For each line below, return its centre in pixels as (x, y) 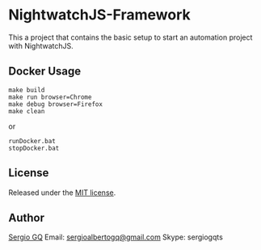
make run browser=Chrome (50, 97)
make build (27, 90)
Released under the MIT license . (62, 193)
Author (26, 217)
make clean (27, 111)
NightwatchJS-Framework (100, 15)
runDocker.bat (32, 141)
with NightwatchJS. (41, 45)
